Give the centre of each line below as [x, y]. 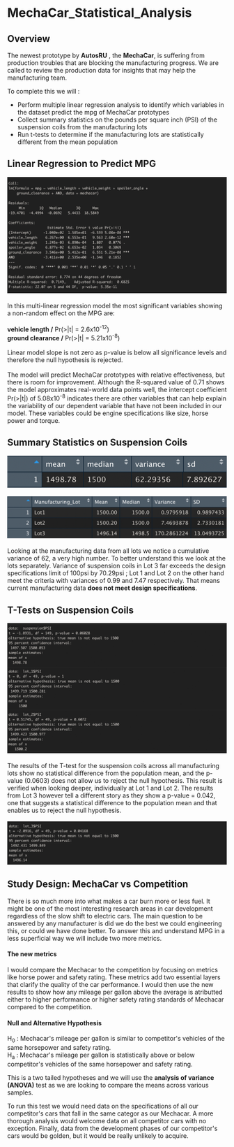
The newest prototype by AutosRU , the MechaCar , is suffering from [106, 55]
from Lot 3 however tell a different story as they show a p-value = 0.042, [111, 795]
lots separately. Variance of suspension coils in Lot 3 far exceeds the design [117, 566]
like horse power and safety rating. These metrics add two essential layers [114, 977]
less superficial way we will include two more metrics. [85, 938]
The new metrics [32, 954]
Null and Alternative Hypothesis [55, 1023]
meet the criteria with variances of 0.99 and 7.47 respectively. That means [114, 581]
